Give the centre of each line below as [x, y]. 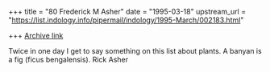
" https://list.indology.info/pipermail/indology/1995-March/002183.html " [126, 20]
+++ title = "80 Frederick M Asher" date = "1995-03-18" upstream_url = [127, 12]
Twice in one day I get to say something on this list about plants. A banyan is [135, 51]
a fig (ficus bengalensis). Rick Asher [69, 60]
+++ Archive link [36, 36]
